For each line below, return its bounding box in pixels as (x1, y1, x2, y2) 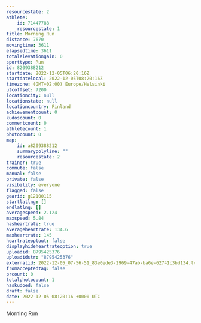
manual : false (6, 171, 42, 177)
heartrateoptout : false (6, 238, 66, 244)
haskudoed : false (6, 282, 50, 288)
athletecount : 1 (6, 126, 47, 132)
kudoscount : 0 (6, 115, 42, 121)
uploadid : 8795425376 (6, 249, 60, 255)
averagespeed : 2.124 (6, 210, 58, 216)
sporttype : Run (6, 59, 44, 65)
